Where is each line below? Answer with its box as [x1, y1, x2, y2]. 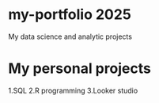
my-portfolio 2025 [8, 6, 132, 24]
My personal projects [8, 59, 152, 78]
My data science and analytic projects [8, 32, 133, 41]
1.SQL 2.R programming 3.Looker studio [8, 86, 138, 95]
